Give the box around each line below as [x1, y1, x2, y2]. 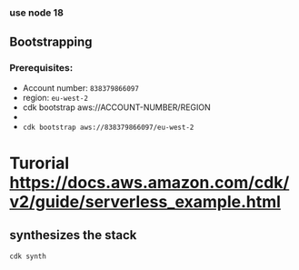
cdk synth [9, 252, 47, 261]
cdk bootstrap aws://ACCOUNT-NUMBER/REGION [22, 102, 211, 113]
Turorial [9, 153, 70, 174]
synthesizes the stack [9, 227, 137, 243]
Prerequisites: [9, 62, 74, 75]
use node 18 [9, 6, 64, 19]
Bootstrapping [9, 35, 93, 50]
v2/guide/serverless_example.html [9, 191, 282, 212]
